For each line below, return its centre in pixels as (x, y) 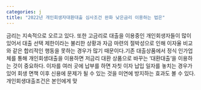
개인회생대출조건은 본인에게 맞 (42, 81)
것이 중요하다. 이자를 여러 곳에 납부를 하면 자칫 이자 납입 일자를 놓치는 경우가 (103, 66)
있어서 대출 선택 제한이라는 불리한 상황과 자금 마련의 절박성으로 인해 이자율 (94, 43)
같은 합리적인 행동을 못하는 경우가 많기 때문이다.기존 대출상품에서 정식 (94, 50)
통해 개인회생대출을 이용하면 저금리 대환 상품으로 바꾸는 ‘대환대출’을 (97, 58)
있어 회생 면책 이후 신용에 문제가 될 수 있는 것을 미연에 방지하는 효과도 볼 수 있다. (101, 73)
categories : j (24, 12)
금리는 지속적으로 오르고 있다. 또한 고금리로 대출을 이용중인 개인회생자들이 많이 (99, 35)
